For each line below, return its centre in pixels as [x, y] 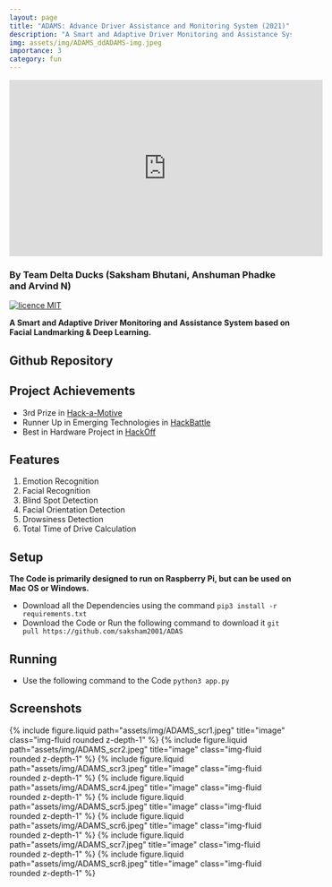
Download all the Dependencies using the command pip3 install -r [149, 606]
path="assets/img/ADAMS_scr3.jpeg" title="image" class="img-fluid [136, 768]
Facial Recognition [56, 491]
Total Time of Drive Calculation [79, 529]
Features [34, 459]
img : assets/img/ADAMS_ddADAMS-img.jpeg [86, 43]
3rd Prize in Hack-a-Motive [72, 412]
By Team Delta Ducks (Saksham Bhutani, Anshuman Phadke [142, 274]
